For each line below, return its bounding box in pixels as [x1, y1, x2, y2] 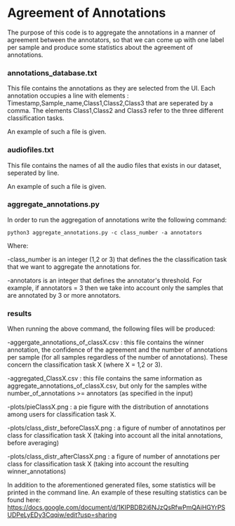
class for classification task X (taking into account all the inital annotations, [7, 431, 223, 440]
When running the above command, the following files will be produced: [7, 324, 215, 333]
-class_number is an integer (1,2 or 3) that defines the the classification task [7, 255, 227, 263]
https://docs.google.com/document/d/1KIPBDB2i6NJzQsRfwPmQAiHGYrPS [7, 504, 226, 512]
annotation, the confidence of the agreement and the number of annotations [7, 346, 228, 354]
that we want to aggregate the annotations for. [7, 262, 142, 271]
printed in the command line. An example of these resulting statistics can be [7, 488, 227, 497]
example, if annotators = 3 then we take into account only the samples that [7, 283, 224, 292]
